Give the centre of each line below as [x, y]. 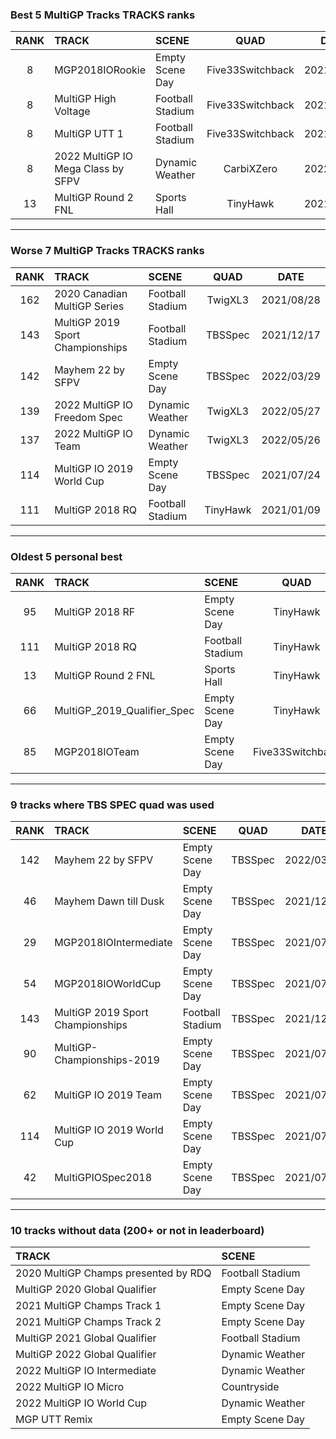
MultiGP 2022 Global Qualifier [86, 1355]
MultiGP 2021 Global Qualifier [86, 1338]
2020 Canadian [91, 293]
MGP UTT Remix [54, 1420]
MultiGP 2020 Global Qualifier [86, 1290]
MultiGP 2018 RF [95, 611]
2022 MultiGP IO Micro [70, 1387]
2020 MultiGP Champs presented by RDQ [113, 1273]
